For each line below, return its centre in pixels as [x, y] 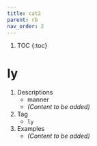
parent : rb [23, 20]
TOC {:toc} [32, 46]
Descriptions [35, 93]
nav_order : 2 [26, 26]
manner [38, 99]
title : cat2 [24, 13]
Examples [31, 129]
